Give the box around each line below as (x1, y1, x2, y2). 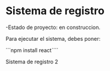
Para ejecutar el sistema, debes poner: (5, 35, 101, 42)
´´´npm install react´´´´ (5, 46, 59, 54)
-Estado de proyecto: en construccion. (5, 24, 101, 31)
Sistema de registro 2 (5, 58, 59, 65)
